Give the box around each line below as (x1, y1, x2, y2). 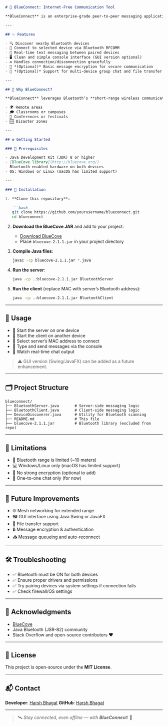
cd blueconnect (11, 214, 43, 220)
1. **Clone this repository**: (5, 196, 70, 201)
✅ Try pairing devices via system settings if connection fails (12, 582, 136, 588)
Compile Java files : (12, 248, 53, 254)
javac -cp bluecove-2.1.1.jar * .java (12, 258, 91, 263)
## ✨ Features (5, 32, 35, 37)
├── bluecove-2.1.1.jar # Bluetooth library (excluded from (5, 421, 151, 426)
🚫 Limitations (5, 444, 47, 452)
